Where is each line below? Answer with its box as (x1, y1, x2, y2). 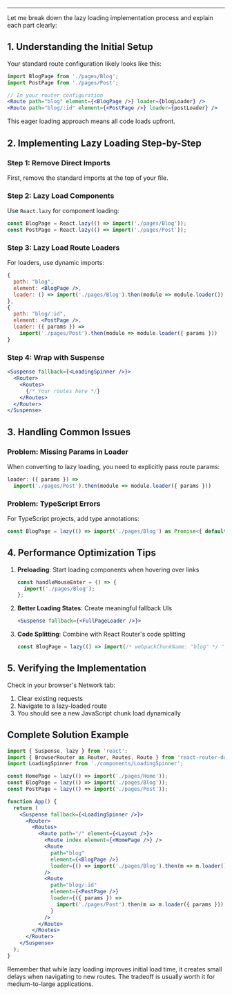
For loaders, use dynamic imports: (7, 259, 105, 267)
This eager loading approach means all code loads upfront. (7, 117, 176, 125)
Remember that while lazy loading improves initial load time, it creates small (7, 965, 222, 973)
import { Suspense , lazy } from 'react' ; (7, 747, 128, 754)
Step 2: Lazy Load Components (7, 191, 115, 201)
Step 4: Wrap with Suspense (7, 352, 105, 362)
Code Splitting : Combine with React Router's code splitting (17, 630, 186, 639)
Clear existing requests (17, 694, 84, 702)
